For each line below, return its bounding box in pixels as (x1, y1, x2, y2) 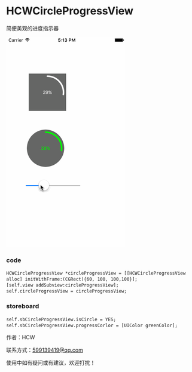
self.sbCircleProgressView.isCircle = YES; (6, 316, 117, 322)
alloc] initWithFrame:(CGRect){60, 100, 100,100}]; (6, 276, 138, 282)
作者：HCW (6, 333, 35, 341)
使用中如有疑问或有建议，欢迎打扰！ (6, 359, 96, 366)
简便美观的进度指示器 (6, 24, 59, 32)
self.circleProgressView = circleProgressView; (6, 288, 127, 294)
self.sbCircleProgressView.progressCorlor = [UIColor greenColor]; (6, 322, 178, 328)
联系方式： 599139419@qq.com (6, 346, 84, 353)
